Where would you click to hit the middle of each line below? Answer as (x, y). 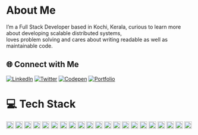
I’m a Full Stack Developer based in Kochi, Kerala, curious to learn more (94, 27)
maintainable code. (30, 46)
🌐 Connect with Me (43, 65)
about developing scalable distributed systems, (64, 33)
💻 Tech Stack (41, 104)
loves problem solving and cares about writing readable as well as (87, 39)
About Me (31, 10)
